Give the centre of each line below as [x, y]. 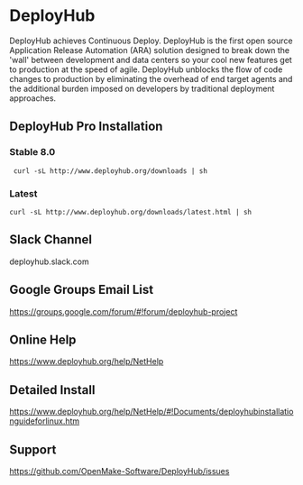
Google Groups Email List [82, 290]
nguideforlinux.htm [45, 421]
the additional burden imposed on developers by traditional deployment [142, 88]
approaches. [33, 98]
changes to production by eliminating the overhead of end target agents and [151, 78]
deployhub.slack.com [49, 261]
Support [33, 449]
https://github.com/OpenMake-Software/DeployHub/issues [119, 471]
